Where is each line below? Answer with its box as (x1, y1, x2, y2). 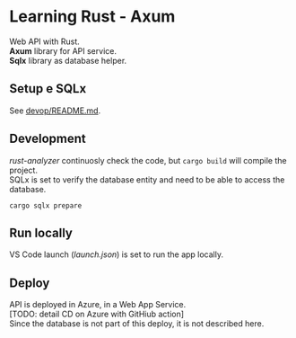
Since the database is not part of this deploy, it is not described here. (9, 318, 265, 329)
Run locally (9, 225, 74, 240)
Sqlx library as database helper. (9, 55, 127, 66)
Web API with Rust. (9, 36, 80, 47)
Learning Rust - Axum (9, 6, 176, 27)
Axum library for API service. (9, 45, 117, 56)
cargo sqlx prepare (9, 200, 83, 210)
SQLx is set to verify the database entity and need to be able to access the (9, 173, 285, 185)
